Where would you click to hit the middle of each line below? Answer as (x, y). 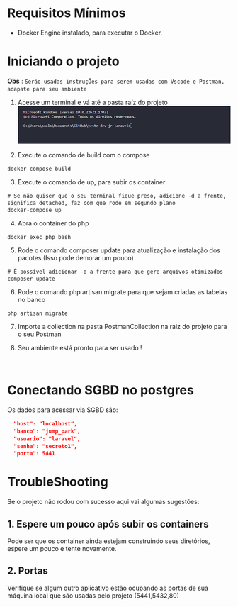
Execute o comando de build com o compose (84, 155)
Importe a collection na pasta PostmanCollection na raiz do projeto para (122, 326)
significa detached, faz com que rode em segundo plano (91, 203)
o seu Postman (39, 334)
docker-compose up (34, 210)
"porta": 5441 (34, 454)
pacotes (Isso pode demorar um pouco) (76, 257)
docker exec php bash (39, 237)
